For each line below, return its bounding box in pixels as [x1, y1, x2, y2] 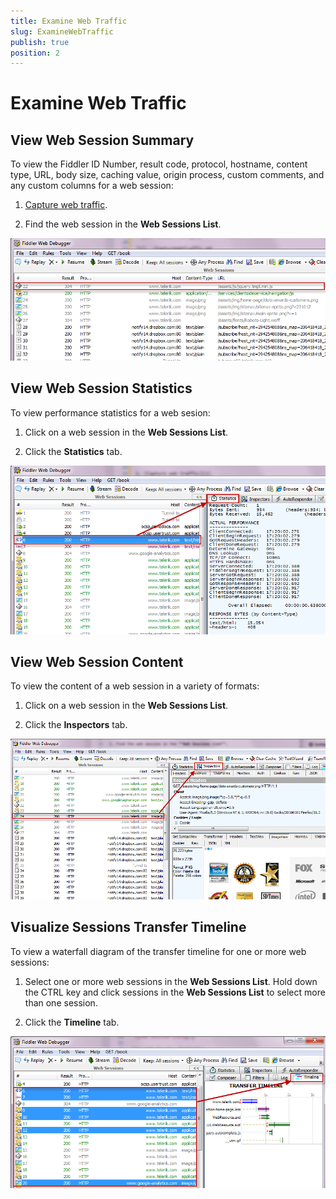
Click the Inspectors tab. [24, 719, 128, 731]
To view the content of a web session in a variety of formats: [10, 680, 260, 692]
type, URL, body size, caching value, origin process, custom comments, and [10, 169, 325, 181]
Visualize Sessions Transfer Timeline [10, 919, 247, 936]
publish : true [10, 37, 70, 47]
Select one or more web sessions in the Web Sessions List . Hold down [24, 975, 318, 987]
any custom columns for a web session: [10, 180, 174, 192]
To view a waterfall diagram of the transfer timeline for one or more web [10, 945, 307, 957]
